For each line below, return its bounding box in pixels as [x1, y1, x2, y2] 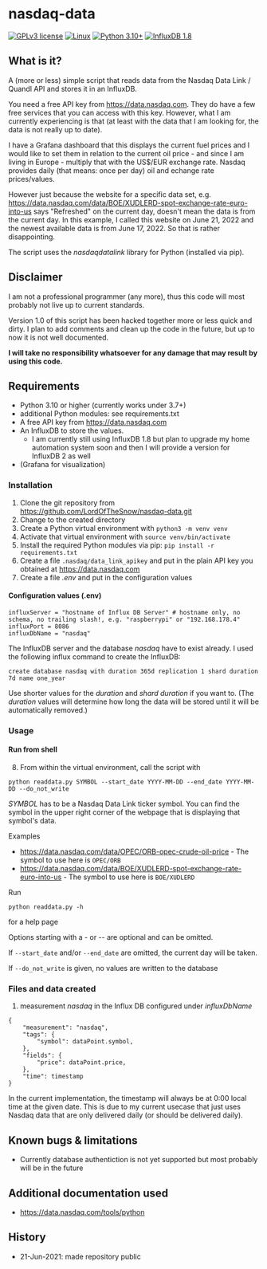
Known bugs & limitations [8, 1133, 138, 1147]
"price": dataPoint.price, [37, 1059, 127, 1067]
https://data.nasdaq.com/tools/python [19, 1207, 145, 1216]
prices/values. [8, 174, 55, 183]
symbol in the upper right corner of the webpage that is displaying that [8, 807, 241, 817]
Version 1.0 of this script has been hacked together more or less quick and [8, 316, 253, 325]
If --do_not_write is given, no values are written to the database [8, 964, 218, 972]
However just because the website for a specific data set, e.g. [8, 189, 211, 199]
